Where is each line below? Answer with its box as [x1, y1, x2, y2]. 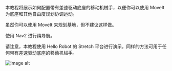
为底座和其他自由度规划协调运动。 [5, 11, 77, 17]
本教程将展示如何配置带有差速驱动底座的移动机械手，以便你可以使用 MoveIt [5, 5, 165, 10]
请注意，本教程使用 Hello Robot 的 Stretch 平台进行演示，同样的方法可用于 [5, 43, 162, 50]
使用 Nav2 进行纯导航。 [5, 33, 55, 38]
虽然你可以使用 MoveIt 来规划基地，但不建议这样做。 [5, 22, 117, 28]
